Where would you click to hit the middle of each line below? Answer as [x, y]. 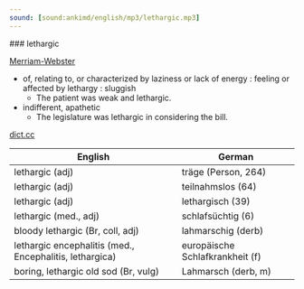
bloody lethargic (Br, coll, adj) [77, 230]
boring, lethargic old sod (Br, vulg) [87, 271]
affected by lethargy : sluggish [79, 88]
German [236, 156]
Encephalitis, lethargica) [65, 256]
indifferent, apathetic [62, 107]
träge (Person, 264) [224, 172]
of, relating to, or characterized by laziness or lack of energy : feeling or [156, 79]
